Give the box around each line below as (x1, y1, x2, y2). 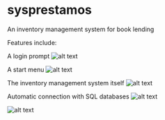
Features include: (7, 38, 57, 46)
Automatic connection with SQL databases (7, 92, 130, 101)
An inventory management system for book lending (7, 25, 155, 33)
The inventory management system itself (7, 78, 125, 87)
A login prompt (7, 51, 50, 60)
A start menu (7, 65, 45, 74)
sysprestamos (7, 2, 93, 18)
